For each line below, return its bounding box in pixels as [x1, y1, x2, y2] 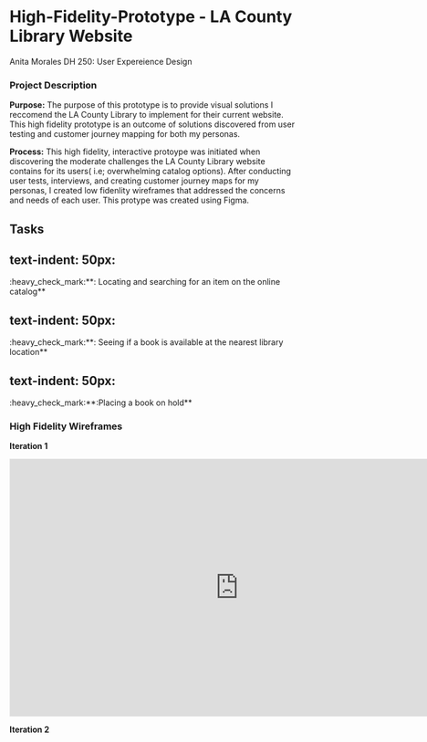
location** [9, 347, 48, 358]
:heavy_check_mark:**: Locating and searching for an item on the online [9, 277, 281, 287]
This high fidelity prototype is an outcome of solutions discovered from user [9, 119, 295, 130]
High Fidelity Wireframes [9, 420, 123, 433]
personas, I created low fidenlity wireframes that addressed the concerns [9, 185, 286, 196]
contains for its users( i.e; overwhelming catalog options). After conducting [9, 166, 292, 177]
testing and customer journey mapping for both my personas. [9, 129, 240, 140]
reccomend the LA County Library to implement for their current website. [9, 110, 285, 120]
